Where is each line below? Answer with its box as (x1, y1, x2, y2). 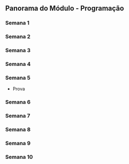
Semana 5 (5, 74, 30, 81)
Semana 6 (5, 99, 31, 106)
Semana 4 (5, 61, 31, 68)
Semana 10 (5, 153, 33, 160)
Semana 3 (5, 47, 31, 54)
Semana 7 (5, 112, 30, 120)
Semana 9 (5, 140, 31, 147)
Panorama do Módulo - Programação (5, 4, 124, 13)
